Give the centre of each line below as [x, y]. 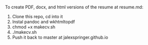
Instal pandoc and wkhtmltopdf [43, 22]
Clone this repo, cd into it [37, 16]
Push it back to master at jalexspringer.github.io [60, 37]
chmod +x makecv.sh [34, 27]
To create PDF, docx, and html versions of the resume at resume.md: [74, 7]
